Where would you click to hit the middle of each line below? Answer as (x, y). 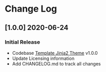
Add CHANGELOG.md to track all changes (56, 63)
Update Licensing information (43, 58)
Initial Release (22, 42)
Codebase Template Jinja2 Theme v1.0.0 (55, 53)
